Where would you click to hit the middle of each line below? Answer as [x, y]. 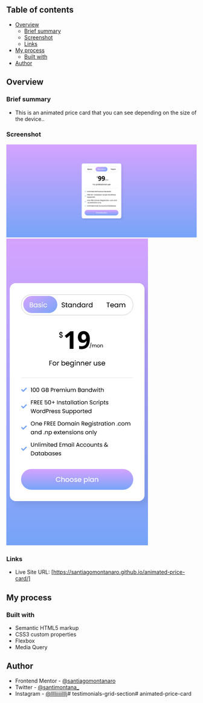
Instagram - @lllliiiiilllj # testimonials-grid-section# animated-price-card [103, 693]
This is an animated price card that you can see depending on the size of [106, 112]
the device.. [30, 119]
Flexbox [25, 641]
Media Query [31, 647]
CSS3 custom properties [46, 634]
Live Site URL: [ [34, 572]
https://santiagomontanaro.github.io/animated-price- [119, 572]
